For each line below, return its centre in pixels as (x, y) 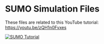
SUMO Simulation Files (52, 9)
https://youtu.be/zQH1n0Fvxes (36, 27)
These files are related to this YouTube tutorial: (52, 22)
